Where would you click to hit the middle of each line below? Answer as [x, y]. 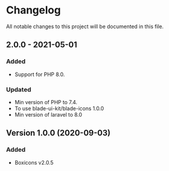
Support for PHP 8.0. [40, 74]
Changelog [33, 10]
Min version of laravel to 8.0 [48, 114]
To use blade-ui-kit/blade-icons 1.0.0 [59, 108]
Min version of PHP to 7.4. [46, 102]
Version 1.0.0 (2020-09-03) [58, 133]
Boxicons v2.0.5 [34, 162]
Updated [18, 90]
